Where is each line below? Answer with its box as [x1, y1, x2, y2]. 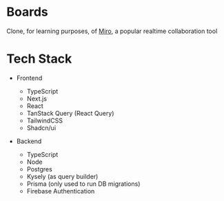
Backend [16, 137, 42, 145]
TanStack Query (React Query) [26, 109, 114, 117]
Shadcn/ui [26, 123, 57, 131]
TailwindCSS [26, 116, 63, 125]
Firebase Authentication [26, 187, 95, 195]
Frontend [16, 74, 43, 82]
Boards [6, 4, 49, 20]
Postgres [26, 165, 52, 173]
